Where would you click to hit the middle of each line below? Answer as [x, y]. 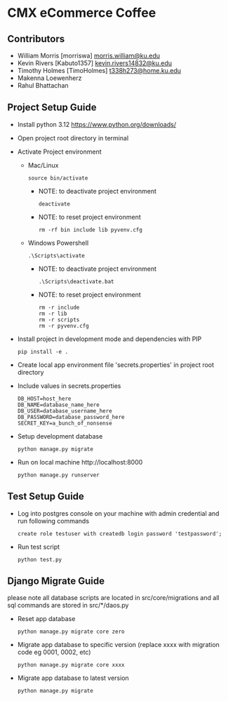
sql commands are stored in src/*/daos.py [68, 606]
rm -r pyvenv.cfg [63, 326]
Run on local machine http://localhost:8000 [80, 462]
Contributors [36, 39]
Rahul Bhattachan [43, 85]
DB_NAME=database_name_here [58, 405]
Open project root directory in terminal [73, 138]
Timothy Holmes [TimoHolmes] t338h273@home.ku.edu [99, 71]
